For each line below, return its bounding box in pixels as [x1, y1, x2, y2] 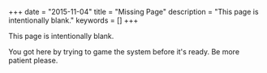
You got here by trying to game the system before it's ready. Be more [8, 47, 240, 56]
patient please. [8, 56, 58, 65]
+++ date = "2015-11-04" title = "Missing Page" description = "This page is [8, 7, 259, 16]
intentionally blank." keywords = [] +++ [8, 15, 139, 25]
